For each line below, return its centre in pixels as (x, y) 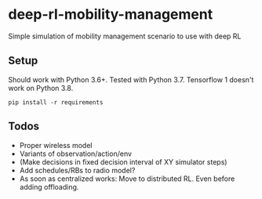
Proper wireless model (56, 145)
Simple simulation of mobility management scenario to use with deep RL (125, 36)
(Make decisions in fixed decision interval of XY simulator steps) (123, 161)
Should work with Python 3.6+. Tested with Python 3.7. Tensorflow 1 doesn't (131, 79)
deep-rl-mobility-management (111, 14)
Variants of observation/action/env (75, 154)
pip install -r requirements (56, 102)
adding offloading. (49, 186)
